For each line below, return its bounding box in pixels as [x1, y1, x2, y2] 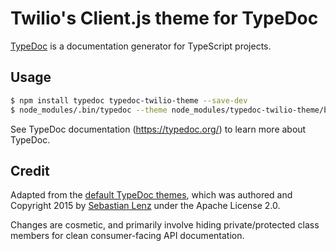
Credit [10, 162, 50, 179]
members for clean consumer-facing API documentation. [10, 230, 245, 242]
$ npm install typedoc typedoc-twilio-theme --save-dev [10, 95, 248, 106]
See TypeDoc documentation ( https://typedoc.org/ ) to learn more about [10, 123, 307, 135]
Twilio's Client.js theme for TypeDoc [10, 7, 319, 30]
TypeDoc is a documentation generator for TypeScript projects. [10, 40, 272, 52]
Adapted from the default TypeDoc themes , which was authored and [10, 189, 293, 201]
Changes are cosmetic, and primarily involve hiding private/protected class [10, 219, 320, 231]
